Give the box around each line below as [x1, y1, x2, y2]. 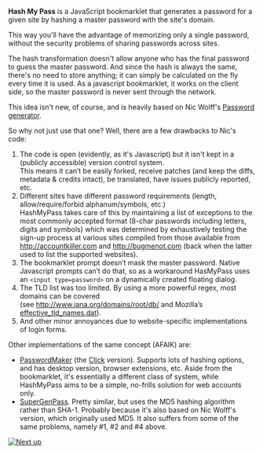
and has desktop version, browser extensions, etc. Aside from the [19, 364, 233, 372]
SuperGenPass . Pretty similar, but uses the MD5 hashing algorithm [19, 397, 236, 406]
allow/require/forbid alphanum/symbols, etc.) [19, 200, 166, 209]
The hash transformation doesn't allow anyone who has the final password [8, 54, 250, 63]
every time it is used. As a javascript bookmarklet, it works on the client [8, 79, 239, 88]
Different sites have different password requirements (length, [19, 192, 217, 200]
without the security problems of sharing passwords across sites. [8, 38, 220, 48]
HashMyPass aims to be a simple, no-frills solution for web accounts [19, 380, 242, 390]
